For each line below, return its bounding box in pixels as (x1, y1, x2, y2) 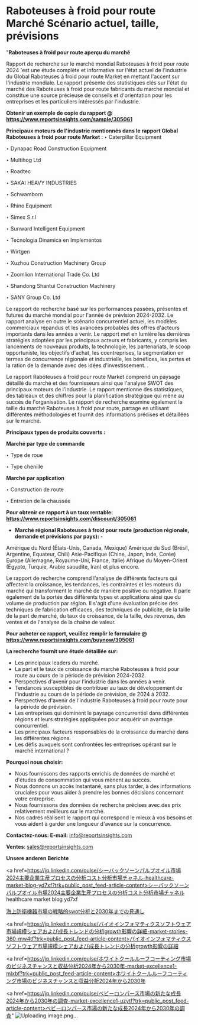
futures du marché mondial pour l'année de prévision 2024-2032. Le (6, 312, 174, 319)
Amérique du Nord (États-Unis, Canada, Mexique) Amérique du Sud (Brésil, (6, 544, 189, 551)
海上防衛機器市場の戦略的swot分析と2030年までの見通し (6, 907, 145, 914)
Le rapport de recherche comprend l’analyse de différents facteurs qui (6, 575, 177, 582)
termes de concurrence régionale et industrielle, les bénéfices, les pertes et (6, 355, 191, 362)
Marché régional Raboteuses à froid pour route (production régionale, (14, 526, 189, 533)
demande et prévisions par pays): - (14, 533, 103, 540)
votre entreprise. (14, 795, 56, 802)
